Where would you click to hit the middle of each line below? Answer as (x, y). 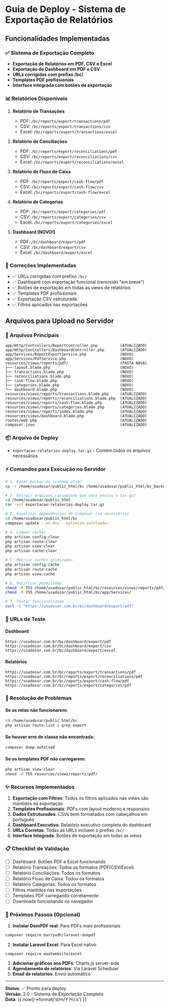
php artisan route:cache (31, 569)
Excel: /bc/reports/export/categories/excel (66, 222)
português (23, 819)
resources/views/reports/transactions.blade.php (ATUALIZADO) (76, 394)
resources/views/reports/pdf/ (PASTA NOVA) (76, 363)
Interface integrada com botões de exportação (62, 85)
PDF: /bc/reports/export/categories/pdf (63, 212)
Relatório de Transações (38, 111)
